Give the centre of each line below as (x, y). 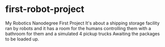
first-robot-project (45, 9)
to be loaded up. (22, 39)
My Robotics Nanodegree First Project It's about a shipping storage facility (82, 23)
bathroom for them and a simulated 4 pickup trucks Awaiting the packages (82, 33)
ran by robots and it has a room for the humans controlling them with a (78, 28)
